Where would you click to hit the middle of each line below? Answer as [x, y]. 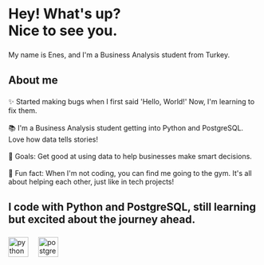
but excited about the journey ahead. [102, 219]
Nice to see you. [63, 31]
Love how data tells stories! [53, 139]
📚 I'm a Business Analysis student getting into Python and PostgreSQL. [126, 128]
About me [33, 80]
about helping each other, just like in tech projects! [91, 182]
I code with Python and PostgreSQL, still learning [132, 207]
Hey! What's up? [65, 14]
